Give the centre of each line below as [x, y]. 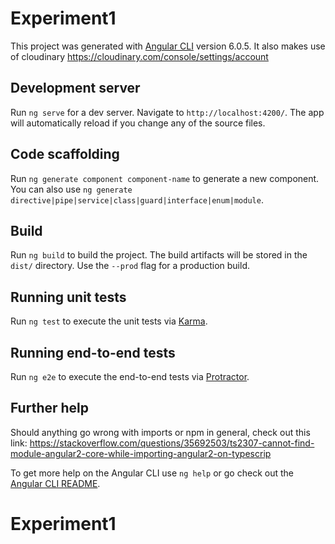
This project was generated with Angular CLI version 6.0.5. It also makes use [168, 46]
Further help [50, 408]
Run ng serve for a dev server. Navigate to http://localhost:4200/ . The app [167, 112]
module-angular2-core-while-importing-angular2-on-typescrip [141, 453]
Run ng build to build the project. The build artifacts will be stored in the [159, 255]
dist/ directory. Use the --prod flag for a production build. [130, 266]
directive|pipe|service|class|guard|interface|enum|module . [137, 199]
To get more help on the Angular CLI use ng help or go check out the [152, 473]
